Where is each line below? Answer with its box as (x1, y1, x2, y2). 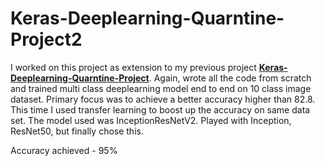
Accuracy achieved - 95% (10, 144, 118, 156)
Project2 (10, 28, 83, 51)
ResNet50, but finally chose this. (10, 125, 144, 137)
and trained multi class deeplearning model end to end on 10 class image (10, 82, 312, 94)
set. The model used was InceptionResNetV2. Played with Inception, (10, 114, 292, 126)
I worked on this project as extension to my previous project (10, 61, 257, 73)
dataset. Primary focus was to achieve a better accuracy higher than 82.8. (10, 93, 316, 105)
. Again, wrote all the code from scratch (148, 72, 312, 84)
